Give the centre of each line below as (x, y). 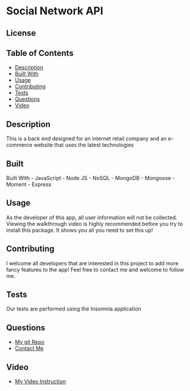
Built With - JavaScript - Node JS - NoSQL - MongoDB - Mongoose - (91, 178)
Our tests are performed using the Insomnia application (74, 309)
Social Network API (55, 11)
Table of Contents (40, 53)
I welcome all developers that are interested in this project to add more (93, 263)
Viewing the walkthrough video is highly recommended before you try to (94, 224)
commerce (19, 145)
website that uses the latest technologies (84, 145)
